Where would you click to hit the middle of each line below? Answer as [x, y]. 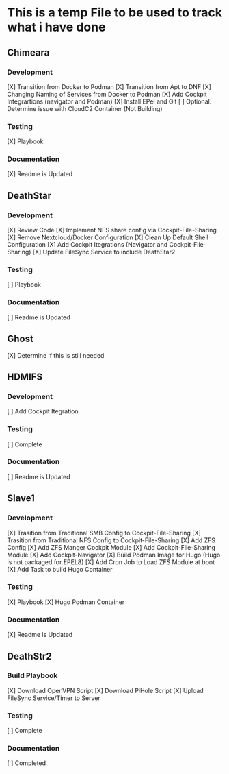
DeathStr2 [30, 656]
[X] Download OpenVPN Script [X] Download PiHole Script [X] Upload [105, 690]
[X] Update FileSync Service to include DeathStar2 [104, 252]
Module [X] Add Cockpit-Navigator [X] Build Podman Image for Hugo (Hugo [114, 555]
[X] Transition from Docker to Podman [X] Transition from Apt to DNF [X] [109, 86]
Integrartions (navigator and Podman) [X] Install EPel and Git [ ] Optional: [109, 101]
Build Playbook [32, 675]
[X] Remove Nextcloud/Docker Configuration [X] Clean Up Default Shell [108, 237]
